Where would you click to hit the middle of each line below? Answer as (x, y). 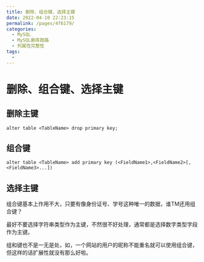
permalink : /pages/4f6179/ (40, 23)
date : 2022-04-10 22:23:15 (40, 18)
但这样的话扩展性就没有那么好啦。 (49, 253)
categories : (21, 29)
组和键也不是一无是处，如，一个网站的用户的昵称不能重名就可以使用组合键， (102, 245)
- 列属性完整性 (28, 46)
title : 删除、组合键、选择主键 (41, 12)
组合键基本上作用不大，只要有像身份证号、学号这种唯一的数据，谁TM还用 (98, 204)
